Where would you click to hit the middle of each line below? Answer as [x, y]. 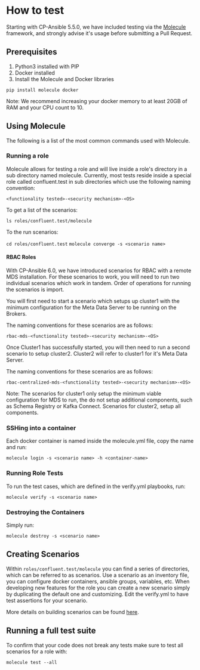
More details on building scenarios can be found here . [73, 612]
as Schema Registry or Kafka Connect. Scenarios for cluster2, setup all [93, 406]
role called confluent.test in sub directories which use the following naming [99, 181]
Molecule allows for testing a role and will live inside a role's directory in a [97, 169]
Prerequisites [32, 52]
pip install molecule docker [42, 90]
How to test [35, 10]
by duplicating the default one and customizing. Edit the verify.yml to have [98, 594]
